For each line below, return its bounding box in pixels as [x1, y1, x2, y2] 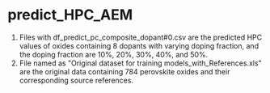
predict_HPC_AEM [7, 6, 133, 24]
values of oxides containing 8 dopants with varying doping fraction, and [19, 40, 259, 50]
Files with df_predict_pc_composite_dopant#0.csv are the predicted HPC [19, 32, 263, 42]
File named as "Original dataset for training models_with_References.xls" [19, 58, 262, 68]
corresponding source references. [19, 75, 134, 85]
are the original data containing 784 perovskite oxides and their [19, 66, 230, 76]
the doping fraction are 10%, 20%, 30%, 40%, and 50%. [19, 49, 209, 59]
